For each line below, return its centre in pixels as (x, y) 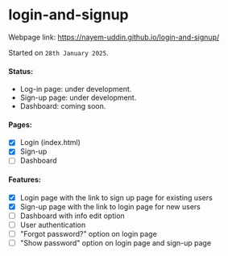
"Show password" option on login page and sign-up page (116, 243)
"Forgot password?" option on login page (88, 233)
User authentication (53, 225)
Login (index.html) (50, 142)
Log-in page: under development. (76, 89)
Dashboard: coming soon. (63, 106)
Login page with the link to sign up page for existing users (116, 197)
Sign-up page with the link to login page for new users (110, 206)
